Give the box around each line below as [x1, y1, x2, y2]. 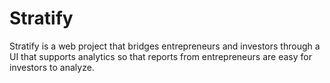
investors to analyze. [9, 61, 95, 73]
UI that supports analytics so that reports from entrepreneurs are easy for [9, 50, 312, 62]
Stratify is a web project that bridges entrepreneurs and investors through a [9, 40, 321, 52]
